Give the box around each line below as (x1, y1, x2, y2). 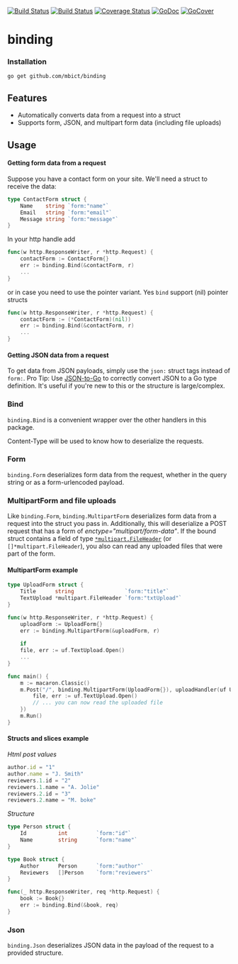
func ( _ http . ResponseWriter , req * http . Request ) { (7, 888, 160, 896)
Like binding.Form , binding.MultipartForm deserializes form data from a (7, 512, 217, 520)
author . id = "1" (7, 764, 55, 771)
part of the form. (7, 549, 56, 558)
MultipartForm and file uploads (7, 495, 117, 505)
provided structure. (7, 948, 64, 957)
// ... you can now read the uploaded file (33, 699, 163, 707)
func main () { (7, 673, 50, 680)
